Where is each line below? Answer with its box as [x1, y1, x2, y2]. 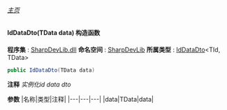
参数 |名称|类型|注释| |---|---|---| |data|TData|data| [7, 95, 154, 103]
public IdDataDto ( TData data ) [7, 66, 96, 74]
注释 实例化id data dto [7, 80, 71, 88]
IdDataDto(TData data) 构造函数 [7, 29, 101, 37]
